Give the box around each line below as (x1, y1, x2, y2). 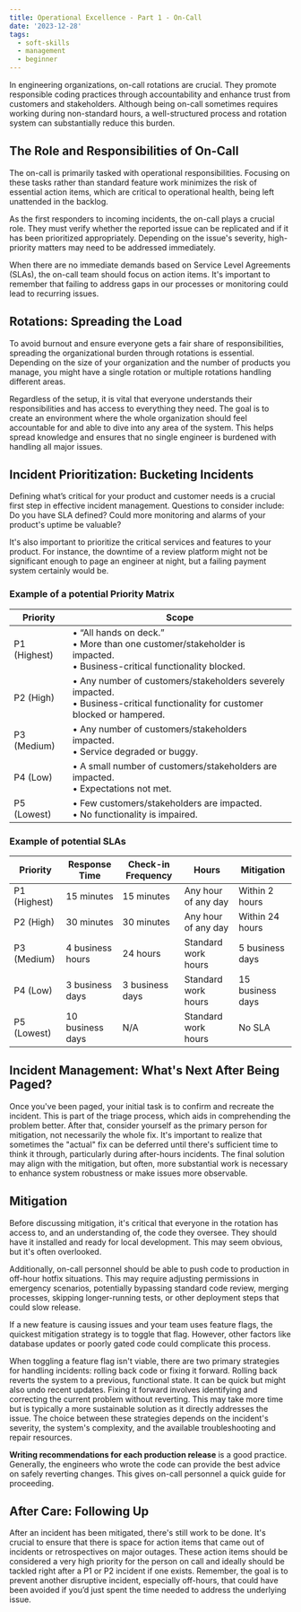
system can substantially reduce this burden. (9, 118, 176, 128)
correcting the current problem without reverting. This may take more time (9, 1393, 284, 1405)
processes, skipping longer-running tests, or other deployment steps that (9, 1292, 279, 1302)
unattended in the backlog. (9, 196, 109, 206)
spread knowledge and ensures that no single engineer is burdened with (9, 432, 277, 442)
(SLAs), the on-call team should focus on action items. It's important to (9, 268, 271, 279)
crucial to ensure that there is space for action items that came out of (9, 1537, 265, 1548)
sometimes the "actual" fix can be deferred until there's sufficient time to (9, 1139, 279, 1150)
